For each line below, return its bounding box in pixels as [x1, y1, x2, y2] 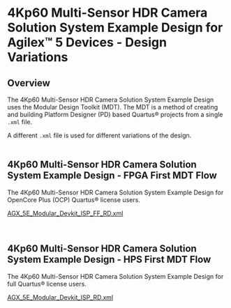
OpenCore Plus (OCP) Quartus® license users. [7, 195, 141, 203]
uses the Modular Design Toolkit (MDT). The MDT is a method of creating [7, 103, 218, 111]
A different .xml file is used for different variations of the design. [7, 131, 192, 139]
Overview [7, 77, 51, 88]
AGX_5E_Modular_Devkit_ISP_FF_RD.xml [7, 209, 124, 217]
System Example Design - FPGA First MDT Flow [7, 169, 218, 182]
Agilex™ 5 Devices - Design [7, 35, 167, 50]
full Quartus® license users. [7, 279, 87, 288]
